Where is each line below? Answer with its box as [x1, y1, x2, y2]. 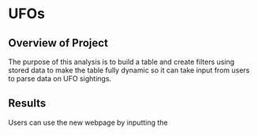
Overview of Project [8, 36, 109, 50]
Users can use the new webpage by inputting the [8, 118, 168, 127]
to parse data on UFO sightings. [8, 74, 112, 83]
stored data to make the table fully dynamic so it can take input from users [8, 66, 250, 75]
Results [8, 96, 47, 111]
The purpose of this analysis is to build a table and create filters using [8, 57, 235, 66]
